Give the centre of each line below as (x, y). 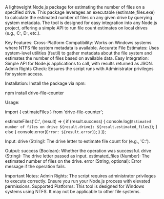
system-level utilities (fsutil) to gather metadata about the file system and (79, 53)
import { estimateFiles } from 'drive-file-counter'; (54, 112)
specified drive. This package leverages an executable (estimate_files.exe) (80, 12)
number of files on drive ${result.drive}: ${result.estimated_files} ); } (81, 126)
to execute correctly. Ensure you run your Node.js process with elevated (78, 181)
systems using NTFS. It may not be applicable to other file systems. (73, 191)
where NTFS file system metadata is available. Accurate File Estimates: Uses (82, 48)
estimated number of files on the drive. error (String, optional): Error (73, 161)
